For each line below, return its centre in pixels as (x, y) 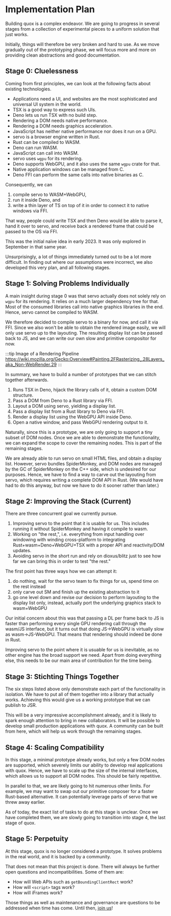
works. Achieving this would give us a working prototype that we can (78, 700)
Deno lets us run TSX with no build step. (55, 115)
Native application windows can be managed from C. (68, 169)
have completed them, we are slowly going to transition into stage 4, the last (86, 817)
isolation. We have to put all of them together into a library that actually (80, 695)
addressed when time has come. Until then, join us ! (59, 908)
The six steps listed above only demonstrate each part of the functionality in (86, 689)
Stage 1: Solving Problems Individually (67, 283)
